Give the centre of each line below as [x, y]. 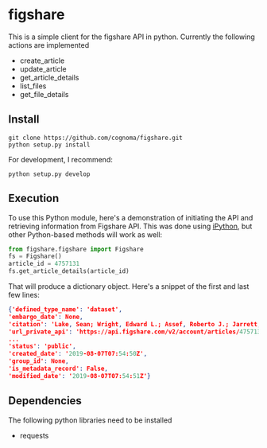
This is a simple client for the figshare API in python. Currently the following [132, 37]
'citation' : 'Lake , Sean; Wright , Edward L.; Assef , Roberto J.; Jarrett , [135, 324]
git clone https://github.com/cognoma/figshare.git [95, 138]
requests [34, 435]
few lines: [24, 295]
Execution [34, 199]
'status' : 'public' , [43, 347]
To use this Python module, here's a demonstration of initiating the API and [131, 217]
